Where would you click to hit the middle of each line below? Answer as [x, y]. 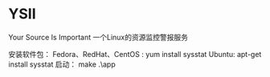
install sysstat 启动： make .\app [62, 64]
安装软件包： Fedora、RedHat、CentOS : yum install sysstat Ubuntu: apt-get [135, 54]
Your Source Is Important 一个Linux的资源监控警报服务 [98, 37]
